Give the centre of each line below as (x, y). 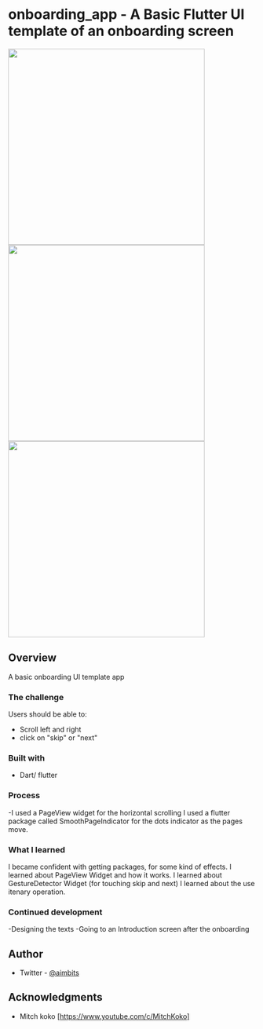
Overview (33, 658)
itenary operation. (37, 892)
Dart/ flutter (38, 775)
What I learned (37, 849)
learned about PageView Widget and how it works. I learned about (115, 875)
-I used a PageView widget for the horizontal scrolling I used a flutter (119, 812)
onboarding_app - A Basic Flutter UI (126, 15)
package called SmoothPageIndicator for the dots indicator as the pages (126, 821)
